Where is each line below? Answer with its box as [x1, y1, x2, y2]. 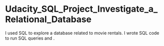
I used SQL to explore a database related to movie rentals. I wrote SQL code [5, 30, 160, 36]
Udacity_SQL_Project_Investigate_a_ [5, 3, 158, 15]
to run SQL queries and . [5, 35, 55, 41]
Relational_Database [5, 14, 92, 25]
